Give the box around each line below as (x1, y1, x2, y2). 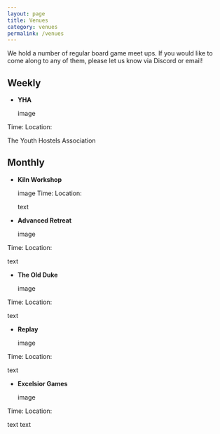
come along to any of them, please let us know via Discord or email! (7, 57, 203, 65)
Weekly (7, 77, 41, 88)
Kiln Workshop (17, 175, 62, 183)
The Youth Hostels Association (7, 136, 96, 145)
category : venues (7, 23, 58, 30)
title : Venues (7, 17, 49, 24)
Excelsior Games (17, 379, 68, 388)
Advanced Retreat (17, 216, 72, 225)
